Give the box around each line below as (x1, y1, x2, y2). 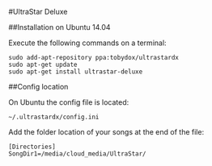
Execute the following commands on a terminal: (8, 38, 167, 48)
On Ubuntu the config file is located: (8, 98, 129, 107)
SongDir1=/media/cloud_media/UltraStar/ (8, 150, 147, 158)
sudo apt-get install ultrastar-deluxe (8, 68, 143, 76)
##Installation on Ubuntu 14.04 (8, 23, 111, 31)
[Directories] (8, 143, 57, 151)
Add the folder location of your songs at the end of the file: (8, 127, 205, 136)
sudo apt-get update (8, 60, 78, 68)
